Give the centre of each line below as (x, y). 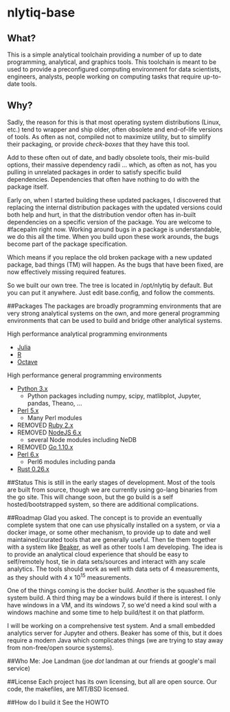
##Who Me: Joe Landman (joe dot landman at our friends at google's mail (112, 661)
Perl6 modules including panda (71, 461)
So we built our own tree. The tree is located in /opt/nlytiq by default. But (110, 285)
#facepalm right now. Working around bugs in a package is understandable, (114, 229)
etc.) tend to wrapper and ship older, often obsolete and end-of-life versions (115, 129)
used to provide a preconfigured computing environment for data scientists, (114, 69)
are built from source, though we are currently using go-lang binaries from (112, 490)
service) (19, 669)
